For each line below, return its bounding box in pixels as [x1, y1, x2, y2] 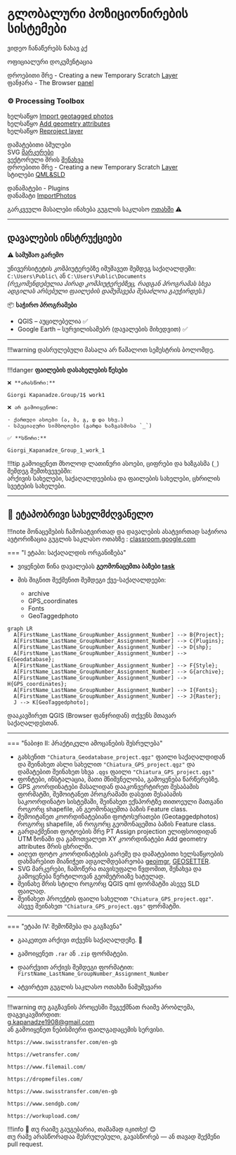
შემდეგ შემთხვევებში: [7, 466, 72, 476]
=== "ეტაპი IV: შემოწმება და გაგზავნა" [7, 922, 123, 930]
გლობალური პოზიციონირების [7, 6, 188, 22]
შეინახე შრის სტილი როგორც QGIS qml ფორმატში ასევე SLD [17, 879, 200, 887]
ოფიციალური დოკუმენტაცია [7, 57, 93, 65]
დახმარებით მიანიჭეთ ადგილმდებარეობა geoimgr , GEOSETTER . [17, 856, 211, 866]
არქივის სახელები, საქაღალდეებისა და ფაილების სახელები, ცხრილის [7, 474, 221, 483]
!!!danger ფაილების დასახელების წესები [7, 366, 128, 374]
